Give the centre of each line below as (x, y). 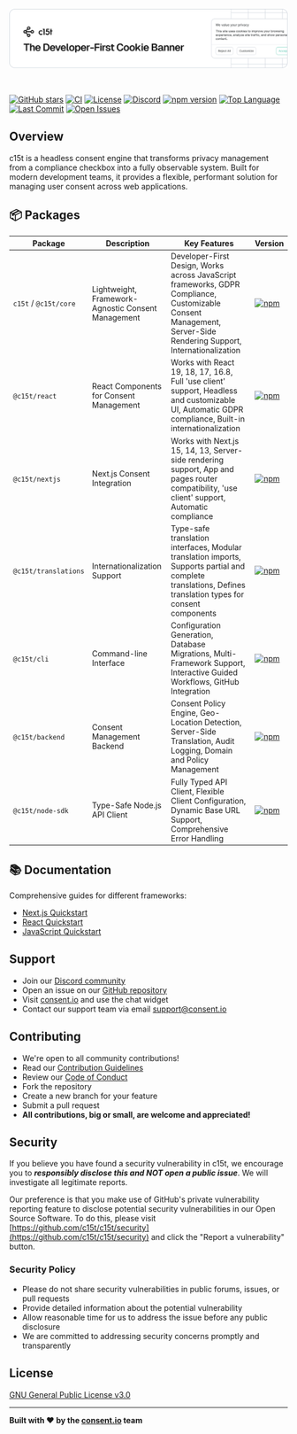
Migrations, (191, 654)
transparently (46, 1345)
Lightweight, (114, 289)
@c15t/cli (31, 659)
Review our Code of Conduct (75, 1077)
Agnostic (108, 308)
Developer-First (200, 256)
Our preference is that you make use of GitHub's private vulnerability (134, 1199)
